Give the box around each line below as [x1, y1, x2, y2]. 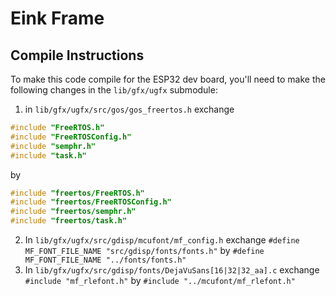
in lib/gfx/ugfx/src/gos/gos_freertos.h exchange [24, 103, 235, 115]
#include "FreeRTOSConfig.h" [10, 132, 132, 142]
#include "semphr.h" [10, 141, 97, 151]
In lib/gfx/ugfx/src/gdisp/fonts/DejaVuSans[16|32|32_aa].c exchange [24, 264, 320, 276]
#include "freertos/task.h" [10, 216, 128, 226]
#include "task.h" [10, 150, 87, 161]
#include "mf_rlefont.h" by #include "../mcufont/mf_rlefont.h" [24, 275, 296, 286]
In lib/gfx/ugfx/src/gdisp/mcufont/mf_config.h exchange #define [24, 234, 300, 246]
